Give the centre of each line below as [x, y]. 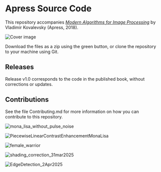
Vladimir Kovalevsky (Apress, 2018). [42, 27]
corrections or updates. [29, 84]
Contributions [27, 100]
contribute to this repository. [34, 116]
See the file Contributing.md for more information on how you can [72, 112]
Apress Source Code [48, 9]
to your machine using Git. [32, 52]
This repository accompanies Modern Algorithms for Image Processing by [80, 22]
